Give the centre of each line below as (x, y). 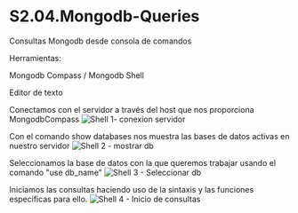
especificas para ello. (48, 199)
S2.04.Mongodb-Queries (105, 16)
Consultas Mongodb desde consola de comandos (101, 41)
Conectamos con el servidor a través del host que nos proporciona (132, 109)
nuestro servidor (40, 146)
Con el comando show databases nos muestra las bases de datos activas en (149, 136)
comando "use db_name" (56, 172)
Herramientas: (36, 58)
